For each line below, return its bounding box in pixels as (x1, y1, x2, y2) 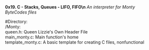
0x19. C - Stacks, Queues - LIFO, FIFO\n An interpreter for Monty (5, 4, 135, 10)
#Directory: (5, 19, 28, 24)
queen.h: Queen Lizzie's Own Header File (5, 29, 88, 34)
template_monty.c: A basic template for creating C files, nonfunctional (5, 39, 144, 45)
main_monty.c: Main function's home (5, 34, 79, 40)
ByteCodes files (5, 9, 37, 15)
